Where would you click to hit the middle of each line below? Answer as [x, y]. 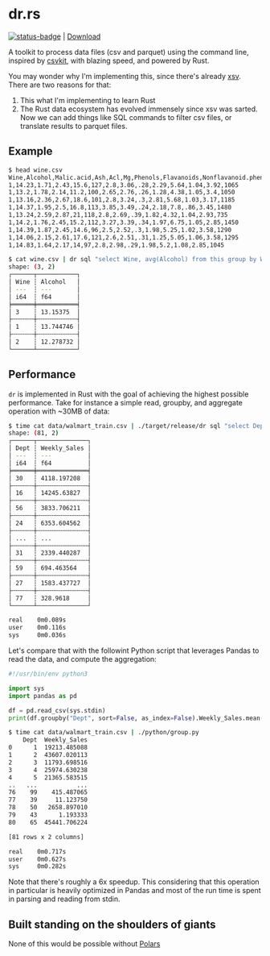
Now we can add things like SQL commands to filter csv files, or [126, 117]
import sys [27, 688]
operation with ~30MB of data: [59, 411]
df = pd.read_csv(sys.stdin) [57, 710]
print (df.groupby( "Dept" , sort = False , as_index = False [100, 718]
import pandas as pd [43, 696]
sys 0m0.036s [37, 635]
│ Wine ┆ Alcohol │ [45, 282]
